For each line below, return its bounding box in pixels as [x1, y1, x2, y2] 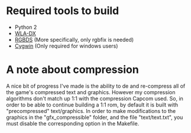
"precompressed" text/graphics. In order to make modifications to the [6, 107, 176, 114]
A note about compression [6, 63, 139, 77]
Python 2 [14, 24, 37, 31]
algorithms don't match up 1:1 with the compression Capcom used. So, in [6, 95, 183, 102]
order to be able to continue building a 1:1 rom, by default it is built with [6, 101, 179, 108]
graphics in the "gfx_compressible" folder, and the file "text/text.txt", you [6, 114, 183, 121]
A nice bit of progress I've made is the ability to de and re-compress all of [6, 82, 186, 89]
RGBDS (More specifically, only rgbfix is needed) [14, 36, 134, 43]
